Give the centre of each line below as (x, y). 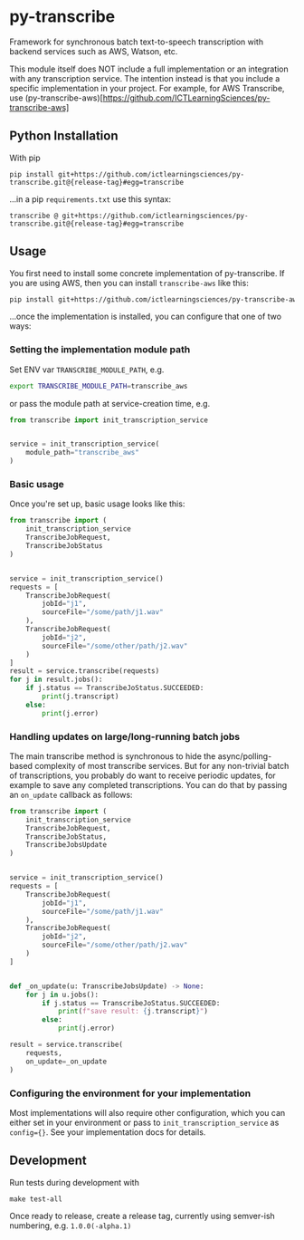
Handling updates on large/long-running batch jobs (125, 736)
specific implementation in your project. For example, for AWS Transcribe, (147, 88)
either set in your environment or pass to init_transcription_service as (144, 1122)
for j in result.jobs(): (56, 680)
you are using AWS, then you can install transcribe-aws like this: (129, 283)
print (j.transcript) (81, 697)
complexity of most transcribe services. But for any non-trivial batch (162, 765)
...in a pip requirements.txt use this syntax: (90, 199)
